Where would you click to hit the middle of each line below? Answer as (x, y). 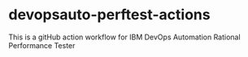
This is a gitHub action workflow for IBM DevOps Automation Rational (125, 37)
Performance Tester (42, 45)
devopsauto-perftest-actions (109, 15)
